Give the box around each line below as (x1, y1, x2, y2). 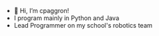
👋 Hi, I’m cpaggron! (13, 7, 70, 15)
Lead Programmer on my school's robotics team (13, 21, 153, 29)
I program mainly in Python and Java (13, 14, 120, 22)
